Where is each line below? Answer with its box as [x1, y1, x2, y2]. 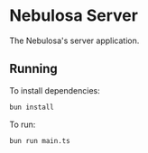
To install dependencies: [9, 85, 101, 95]
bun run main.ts [9, 136, 70, 145]
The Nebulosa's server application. [9, 35, 140, 46]
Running [9, 61, 59, 76]
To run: [9, 119, 36, 130]
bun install [9, 103, 54, 112]
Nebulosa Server [9, 5, 138, 26]
